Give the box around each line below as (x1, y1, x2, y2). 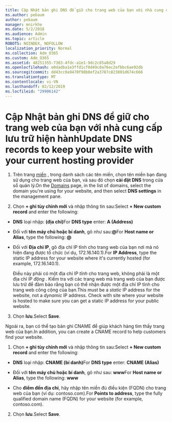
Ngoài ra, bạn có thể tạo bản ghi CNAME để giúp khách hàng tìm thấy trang (5, 323, 165, 329)
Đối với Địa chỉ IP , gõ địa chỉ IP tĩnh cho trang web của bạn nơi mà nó (12, 244, 159, 250)
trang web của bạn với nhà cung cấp (5, 122, 163, 134)
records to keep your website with (5, 143, 154, 155)
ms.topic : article (5, 36, 45, 42)
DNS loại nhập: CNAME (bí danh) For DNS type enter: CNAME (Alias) (12, 359, 159, 365)
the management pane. (12, 193, 62, 199)
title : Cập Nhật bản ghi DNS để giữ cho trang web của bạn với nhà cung (5, 7, 164, 13)
